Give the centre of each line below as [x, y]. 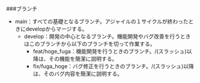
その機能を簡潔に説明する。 [83, 59]
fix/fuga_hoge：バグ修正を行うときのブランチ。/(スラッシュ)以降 [113, 66]
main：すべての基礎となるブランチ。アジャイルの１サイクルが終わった [102, 21]
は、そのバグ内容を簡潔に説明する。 [78, 74]
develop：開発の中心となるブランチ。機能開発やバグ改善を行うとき [107, 36]
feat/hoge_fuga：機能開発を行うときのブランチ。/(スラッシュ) [110, 51]
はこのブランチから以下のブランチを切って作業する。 [89, 44]
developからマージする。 [57, 29]
